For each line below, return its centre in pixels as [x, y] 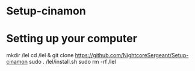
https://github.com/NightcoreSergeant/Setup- [132, 55]
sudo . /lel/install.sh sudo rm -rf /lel [73, 62]
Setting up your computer [72, 39]
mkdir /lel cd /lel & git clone [40, 55]
